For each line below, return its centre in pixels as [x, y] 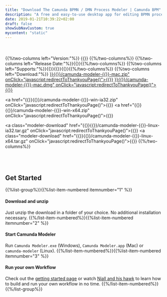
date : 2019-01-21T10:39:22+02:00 [40, 19]
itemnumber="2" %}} [27, 223]
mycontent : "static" [27, 33]
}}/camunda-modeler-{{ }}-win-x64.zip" [49, 110]
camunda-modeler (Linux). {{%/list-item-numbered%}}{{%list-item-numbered [83, 251]
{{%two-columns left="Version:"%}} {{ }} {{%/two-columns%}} [70, 58]
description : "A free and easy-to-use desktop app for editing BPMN [78, 14]
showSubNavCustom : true [30, 28]
